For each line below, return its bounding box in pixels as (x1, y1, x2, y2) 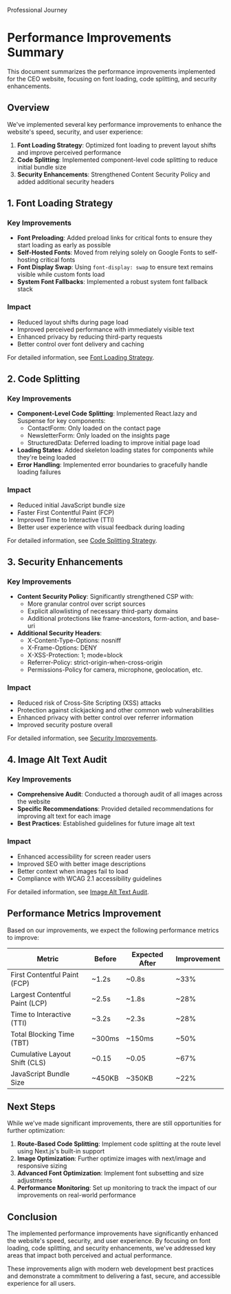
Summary (7, 45, 64, 61)
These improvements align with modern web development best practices (7, 1264, 214, 1273)
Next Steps (7, 1100, 56, 1112)
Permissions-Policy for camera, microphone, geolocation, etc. (27, 666, 203, 674)
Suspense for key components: (16, 417, 106, 425)
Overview (7, 102, 50, 114)
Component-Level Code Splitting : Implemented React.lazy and (16, 409, 197, 418)
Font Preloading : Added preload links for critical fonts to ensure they (16, 234, 212, 242)
